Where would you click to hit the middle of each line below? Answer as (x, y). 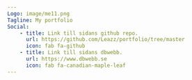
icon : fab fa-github (55, 46)
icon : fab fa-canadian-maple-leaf (76, 65)
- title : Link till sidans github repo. (79, 33)
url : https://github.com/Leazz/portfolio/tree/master (105, 40)
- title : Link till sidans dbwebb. (71, 53)
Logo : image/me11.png (39, 14)
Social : (18, 26)
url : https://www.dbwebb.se (66, 59)
